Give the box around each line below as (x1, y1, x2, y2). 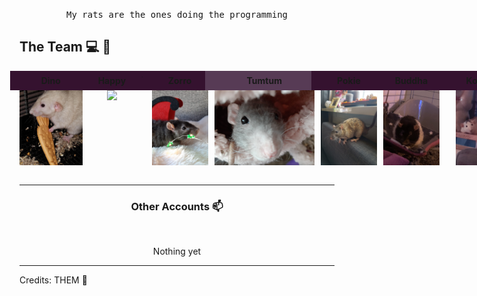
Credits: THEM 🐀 (19, 274, 88, 286)
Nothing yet (152, 245, 202, 258)
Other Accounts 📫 (130, 199, 224, 213)
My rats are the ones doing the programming (65, 9, 288, 20)
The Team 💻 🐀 (19, 39, 112, 56)
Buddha (394, 74, 429, 86)
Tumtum (246, 74, 282, 86)
